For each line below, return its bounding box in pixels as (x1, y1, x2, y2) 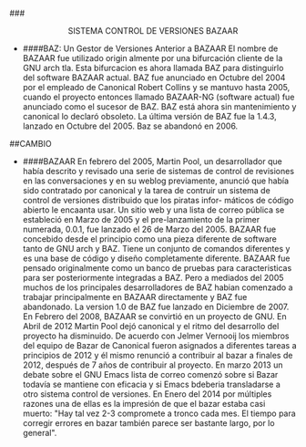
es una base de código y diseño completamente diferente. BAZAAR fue (22, 253, 291, 264)
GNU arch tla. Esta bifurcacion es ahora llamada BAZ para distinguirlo (22, 63, 284, 73)
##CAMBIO (9, 139, 52, 149)
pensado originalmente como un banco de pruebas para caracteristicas (22, 263, 292, 273)
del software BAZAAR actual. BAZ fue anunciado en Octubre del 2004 (22, 72, 286, 83)
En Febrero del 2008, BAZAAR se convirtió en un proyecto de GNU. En (22, 311, 287, 322)
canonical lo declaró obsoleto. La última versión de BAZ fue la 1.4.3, (22, 111, 277, 121)
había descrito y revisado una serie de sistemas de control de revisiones (22, 166, 294, 176)
